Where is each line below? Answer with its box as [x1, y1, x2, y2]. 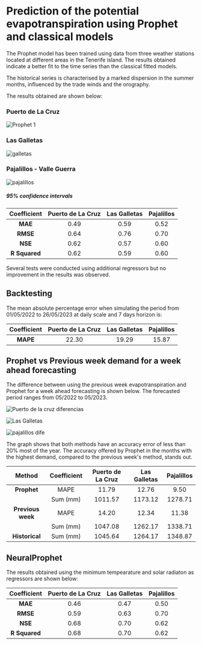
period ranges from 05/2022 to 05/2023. [6, 394, 108, 401]
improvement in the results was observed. [6, 271, 111, 278]
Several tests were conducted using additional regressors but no [6, 264, 167, 272]
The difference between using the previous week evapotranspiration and [6, 381, 186, 388]
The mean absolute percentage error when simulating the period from [6, 304, 179, 312]
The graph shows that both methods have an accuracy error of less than [6, 441, 186, 448]
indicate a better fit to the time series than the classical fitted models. [6, 62, 178, 70]
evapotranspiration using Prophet [6, 17, 179, 31]
